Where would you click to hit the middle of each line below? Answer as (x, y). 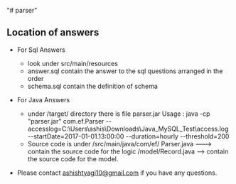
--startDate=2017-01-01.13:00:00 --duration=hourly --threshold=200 (128, 136)
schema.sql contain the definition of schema (92, 86)
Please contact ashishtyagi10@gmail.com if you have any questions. (117, 173)
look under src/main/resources (73, 63)
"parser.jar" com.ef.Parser (66, 121)
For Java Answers (43, 99)
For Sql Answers (41, 50)
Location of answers (53, 32)
